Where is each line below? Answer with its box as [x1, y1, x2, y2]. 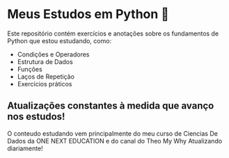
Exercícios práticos [17, 79, 72, 88]
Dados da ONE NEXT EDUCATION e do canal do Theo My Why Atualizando [7, 136, 223, 145]
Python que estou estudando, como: [7, 36, 112, 45]
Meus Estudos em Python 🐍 [7, 6, 169, 22]
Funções [17, 65, 43, 73]
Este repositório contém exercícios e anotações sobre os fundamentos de [7, 29, 219, 38]
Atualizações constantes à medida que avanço [7, 100, 214, 112]
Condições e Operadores [17, 50, 90, 58]
